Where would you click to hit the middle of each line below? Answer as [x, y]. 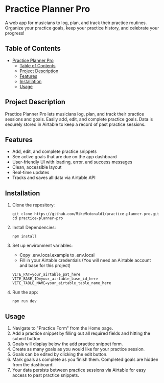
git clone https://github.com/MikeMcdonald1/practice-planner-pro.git [86, 214]
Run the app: [25, 292]
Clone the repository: [34, 205]
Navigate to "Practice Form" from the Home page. [63, 328]
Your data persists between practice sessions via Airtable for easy [79, 370]
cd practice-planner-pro [37, 218]
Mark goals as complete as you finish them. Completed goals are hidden [85, 359]
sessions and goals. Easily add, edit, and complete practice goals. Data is [79, 119]
